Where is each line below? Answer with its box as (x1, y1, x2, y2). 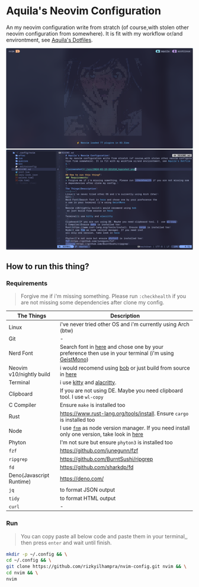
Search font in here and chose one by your (60, 344, 164, 351)
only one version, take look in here (60, 431, 143, 438)
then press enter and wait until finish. (20, 539, 112, 546)
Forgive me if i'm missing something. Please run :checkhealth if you (20, 293, 187, 300)
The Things (17, 312, 46, 319)
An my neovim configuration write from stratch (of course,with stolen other (6, 24, 190, 31)
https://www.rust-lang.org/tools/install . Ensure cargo (60, 410, 189, 417)
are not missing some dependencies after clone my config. (20, 299, 165, 306)
